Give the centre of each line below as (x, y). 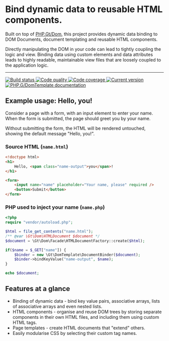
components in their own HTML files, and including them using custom (86, 317)
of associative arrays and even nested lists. (57, 306)
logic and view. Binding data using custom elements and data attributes (79, 54)
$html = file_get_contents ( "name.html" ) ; (49, 232)
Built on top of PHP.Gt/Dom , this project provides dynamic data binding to (81, 34)
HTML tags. (25, 322)
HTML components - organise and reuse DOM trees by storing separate (87, 312)
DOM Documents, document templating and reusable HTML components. (81, 39)
